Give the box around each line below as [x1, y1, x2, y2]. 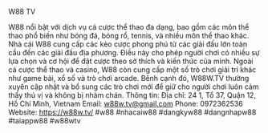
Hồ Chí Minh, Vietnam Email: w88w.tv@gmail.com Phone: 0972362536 [8, 99, 243, 108]
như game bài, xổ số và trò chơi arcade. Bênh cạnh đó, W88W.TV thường [8, 74, 250, 83]
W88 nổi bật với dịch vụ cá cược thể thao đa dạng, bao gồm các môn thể [8, 22, 250, 31]
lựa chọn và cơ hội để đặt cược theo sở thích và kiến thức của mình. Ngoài [8, 56, 254, 66]
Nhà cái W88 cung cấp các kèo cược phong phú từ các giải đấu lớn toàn [8, 39, 247, 49]
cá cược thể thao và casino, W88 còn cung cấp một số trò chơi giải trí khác [8, 65, 257, 75]
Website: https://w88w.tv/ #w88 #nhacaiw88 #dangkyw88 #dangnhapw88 [8, 107, 257, 117]
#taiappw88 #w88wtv [8, 116, 82, 125]
